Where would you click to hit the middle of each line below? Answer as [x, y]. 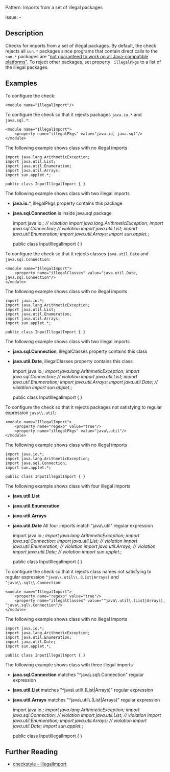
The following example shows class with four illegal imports [68, 486]
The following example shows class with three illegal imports [69, 665]
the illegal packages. [27, 67]
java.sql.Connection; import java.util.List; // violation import [75, 541]
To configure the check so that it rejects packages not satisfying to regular [84, 407]
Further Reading [32, 752]
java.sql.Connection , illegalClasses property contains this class [80, 351]
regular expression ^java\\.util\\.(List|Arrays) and [62, 577]
